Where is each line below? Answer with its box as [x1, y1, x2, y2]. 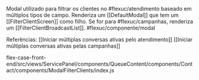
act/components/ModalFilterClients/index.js [6, 67, 114, 74]
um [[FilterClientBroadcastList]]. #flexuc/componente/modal [6, 24, 156, 31]
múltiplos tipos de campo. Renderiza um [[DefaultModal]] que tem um [6, 11, 179, 19]
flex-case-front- [6, 54, 46, 61]
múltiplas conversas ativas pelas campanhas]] [6, 42, 121, 49]
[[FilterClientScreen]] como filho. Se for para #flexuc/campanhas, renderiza [6, 18, 194, 25]
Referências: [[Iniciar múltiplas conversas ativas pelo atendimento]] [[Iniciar [6, 36, 193, 43]
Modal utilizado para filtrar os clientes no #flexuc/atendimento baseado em [6, 5, 192, 12]
